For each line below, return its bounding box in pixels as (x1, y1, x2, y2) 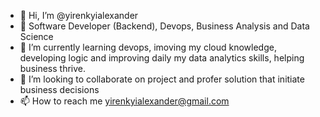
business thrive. (19, 63, 87, 74)
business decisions (19, 84, 100, 95)
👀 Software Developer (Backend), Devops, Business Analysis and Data (19, 20, 310, 32)
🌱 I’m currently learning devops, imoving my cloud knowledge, (19, 41, 277, 53)
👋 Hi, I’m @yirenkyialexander (19, 10, 139, 21)
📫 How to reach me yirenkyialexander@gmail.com (19, 95, 230, 107)
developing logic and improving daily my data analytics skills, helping (19, 52, 305, 64)
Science (19, 31, 54, 42)
